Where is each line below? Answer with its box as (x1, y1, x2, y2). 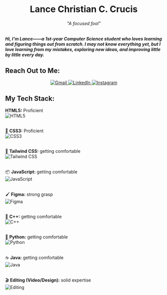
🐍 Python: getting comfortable (5, 234, 68, 240)
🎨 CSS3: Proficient (5, 128, 44, 134)
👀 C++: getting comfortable (5, 214, 62, 220)
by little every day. (5, 52, 45, 58)
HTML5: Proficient (5, 108, 43, 114)
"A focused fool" (66, 20, 101, 26)
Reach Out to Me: (5, 66, 60, 75)
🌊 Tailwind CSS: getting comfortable (5, 148, 81, 154)
